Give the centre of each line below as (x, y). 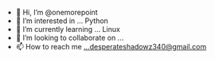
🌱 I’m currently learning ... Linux (68, 29)
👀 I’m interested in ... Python (62, 21)
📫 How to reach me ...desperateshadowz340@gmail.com (111, 47)
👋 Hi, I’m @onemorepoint (57, 12)
